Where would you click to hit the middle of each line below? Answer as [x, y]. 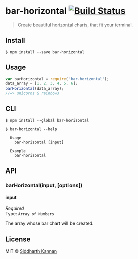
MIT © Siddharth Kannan [31, 251]
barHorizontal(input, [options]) [44, 185]
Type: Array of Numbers [30, 214]
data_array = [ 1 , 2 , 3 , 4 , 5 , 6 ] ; [42, 84]
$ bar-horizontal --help [31, 129]
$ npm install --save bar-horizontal [45, 52]
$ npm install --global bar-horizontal [47, 120]
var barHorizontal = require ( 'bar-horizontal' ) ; [57, 79]
